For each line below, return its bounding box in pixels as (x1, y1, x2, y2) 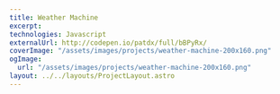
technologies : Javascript (9, 30, 106, 38)
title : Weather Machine (9, 13, 99, 22)
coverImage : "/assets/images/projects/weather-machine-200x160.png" (9, 47, 272, 56)
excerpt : (9, 21, 42, 30)
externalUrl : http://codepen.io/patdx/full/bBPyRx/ (9, 38, 207, 47)
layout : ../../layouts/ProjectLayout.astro (9, 72, 176, 81)
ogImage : (9, 55, 42, 64)
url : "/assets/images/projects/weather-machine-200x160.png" (17, 64, 252, 73)
